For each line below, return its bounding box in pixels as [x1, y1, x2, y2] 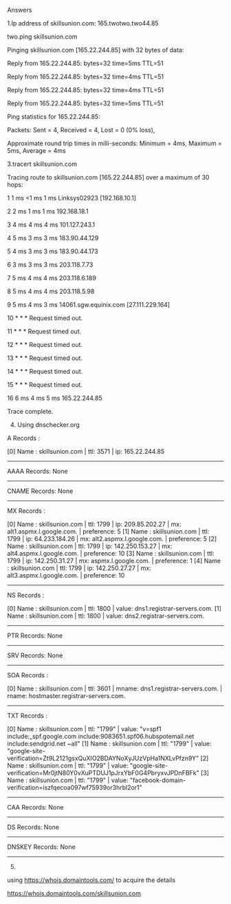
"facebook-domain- [129, 776, 186, 784]
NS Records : [7, 591, 45, 599]
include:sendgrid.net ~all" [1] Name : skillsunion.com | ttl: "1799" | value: [7, 739, 212, 748]
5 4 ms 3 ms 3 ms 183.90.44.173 [7, 247, 98, 255]
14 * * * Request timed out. [7, 368, 83, 375]
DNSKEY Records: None [7, 843, 76, 851]
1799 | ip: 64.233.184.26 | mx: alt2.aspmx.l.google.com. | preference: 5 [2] [7, 535, 217, 543]
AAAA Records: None [7, 467, 68, 475]
